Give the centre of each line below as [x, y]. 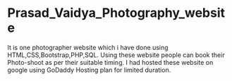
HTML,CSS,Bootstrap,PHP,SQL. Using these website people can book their [116, 55]
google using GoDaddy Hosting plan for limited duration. [89, 70]
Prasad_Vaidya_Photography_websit [116, 13]
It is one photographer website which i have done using [88, 47]
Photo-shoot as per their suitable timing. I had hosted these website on [110, 62]
